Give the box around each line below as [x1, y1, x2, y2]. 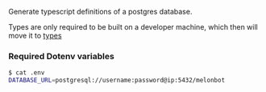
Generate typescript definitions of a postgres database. [8, 7, 193, 16]
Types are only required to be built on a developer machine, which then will [8, 22, 258, 31]
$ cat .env [8, 69, 45, 77]
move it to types [8, 31, 62, 40]
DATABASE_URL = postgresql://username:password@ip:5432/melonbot [8, 76, 226, 85]
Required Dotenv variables [8, 50, 114, 62]
